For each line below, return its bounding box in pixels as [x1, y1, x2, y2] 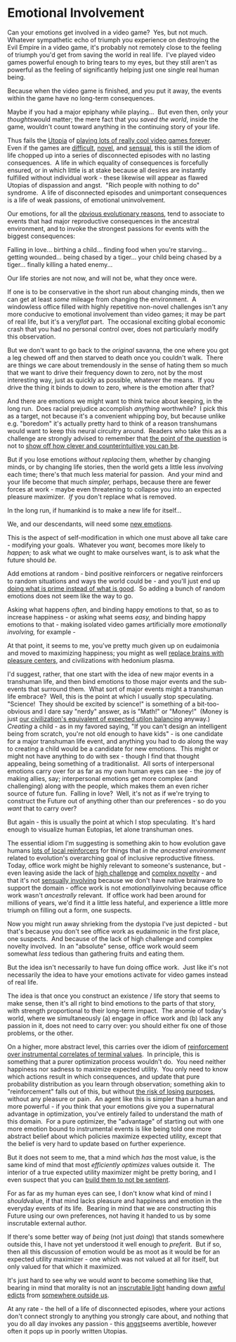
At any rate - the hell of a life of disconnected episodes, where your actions [7, 1304, 226, 1313]
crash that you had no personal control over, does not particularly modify [7, 324, 219, 333]
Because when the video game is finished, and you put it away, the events [7, 86, 222, 95]
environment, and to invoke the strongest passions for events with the [7, 224, 209, 232]
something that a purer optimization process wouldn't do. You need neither [7, 1057, 226, 1065]
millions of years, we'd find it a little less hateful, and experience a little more [7, 898, 228, 907]
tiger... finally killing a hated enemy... [7, 260, 113, 268]
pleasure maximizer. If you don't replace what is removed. [7, 492, 177, 501]
